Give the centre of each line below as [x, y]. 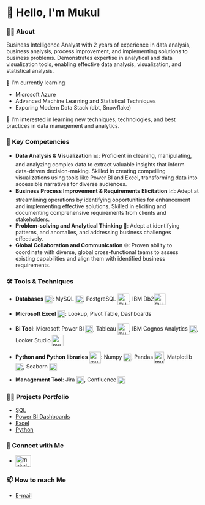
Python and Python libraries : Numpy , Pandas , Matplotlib [104, 357]
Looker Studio [33, 340]
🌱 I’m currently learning [36, 83]
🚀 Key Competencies [38, 142]
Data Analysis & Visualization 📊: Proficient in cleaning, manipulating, [103, 155]
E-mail [23, 496]
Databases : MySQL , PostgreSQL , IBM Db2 [84, 299]
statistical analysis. [30, 71]
